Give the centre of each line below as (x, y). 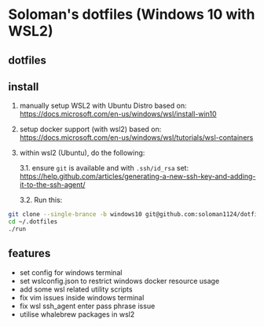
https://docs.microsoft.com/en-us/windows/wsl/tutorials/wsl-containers (136, 138)
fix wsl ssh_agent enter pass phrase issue (87, 306)
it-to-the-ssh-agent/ (52, 185)
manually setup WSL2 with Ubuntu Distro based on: (103, 106)
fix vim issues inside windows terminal (82, 297)
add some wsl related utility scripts (76, 289)
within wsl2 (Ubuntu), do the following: (82, 153)
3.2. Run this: (41, 200)
